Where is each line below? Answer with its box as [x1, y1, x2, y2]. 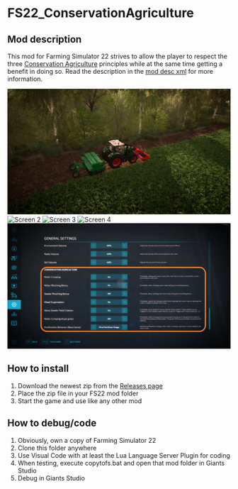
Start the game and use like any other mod [17, 396, 142, 405]
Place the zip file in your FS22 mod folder [17, 389, 139, 397]
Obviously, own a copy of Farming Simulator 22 [17, 436, 157, 444]
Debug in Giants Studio [17, 473, 85, 482]
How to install [7, 363, 69, 375]
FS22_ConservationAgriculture [7, 5, 195, 21]
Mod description [7, 33, 82, 45]
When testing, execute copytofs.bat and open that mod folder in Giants [17, 458, 225, 467]
